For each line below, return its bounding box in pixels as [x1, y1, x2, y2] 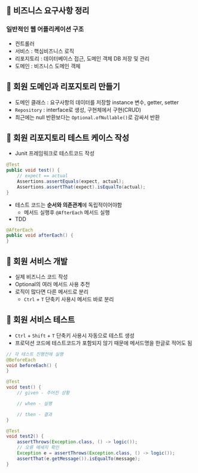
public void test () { [6, 167, 60, 174]
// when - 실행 [17, 401, 53, 407]
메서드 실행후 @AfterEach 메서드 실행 [23, 208, 110, 216]
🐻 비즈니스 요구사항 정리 [6, 5, 90, 16]
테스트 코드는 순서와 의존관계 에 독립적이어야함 [14, 201, 123, 208]
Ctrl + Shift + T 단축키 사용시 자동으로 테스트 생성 [14, 332, 135, 339]
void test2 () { [6, 433, 44, 439]
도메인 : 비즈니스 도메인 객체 [14, 62, 81, 69]
